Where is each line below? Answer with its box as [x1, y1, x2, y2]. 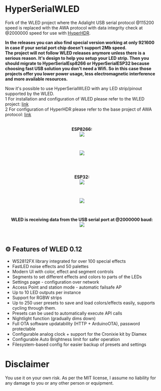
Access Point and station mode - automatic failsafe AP [12, 284, 122, 290]
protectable [12, 326, 36, 332]
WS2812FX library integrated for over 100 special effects [12, 258, 126, 264]
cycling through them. [12, 305, 57, 311]
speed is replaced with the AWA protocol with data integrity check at [5, 24, 143, 30]
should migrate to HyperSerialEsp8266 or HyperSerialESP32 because [5, 60, 150, 66]
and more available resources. [5, 76, 68, 82]
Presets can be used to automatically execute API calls [12, 310, 122, 316]
